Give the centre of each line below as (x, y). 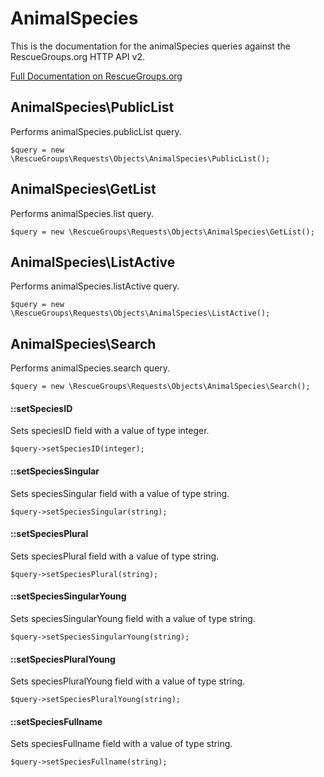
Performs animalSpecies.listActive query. (95, 286)
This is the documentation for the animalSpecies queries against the (150, 46)
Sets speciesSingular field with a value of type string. (120, 493)
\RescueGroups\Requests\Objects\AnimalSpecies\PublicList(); (140, 158)
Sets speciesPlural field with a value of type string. (115, 556)
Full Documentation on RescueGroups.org (96, 76)
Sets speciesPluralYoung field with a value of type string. (128, 681)
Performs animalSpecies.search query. (90, 368)
